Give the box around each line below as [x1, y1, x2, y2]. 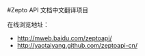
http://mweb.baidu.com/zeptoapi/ [16, 34, 112, 42]
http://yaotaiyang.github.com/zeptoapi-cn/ [16, 42, 138, 49]
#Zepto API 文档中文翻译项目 [7, 6, 89, 14]
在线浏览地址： [7, 20, 49, 29]
